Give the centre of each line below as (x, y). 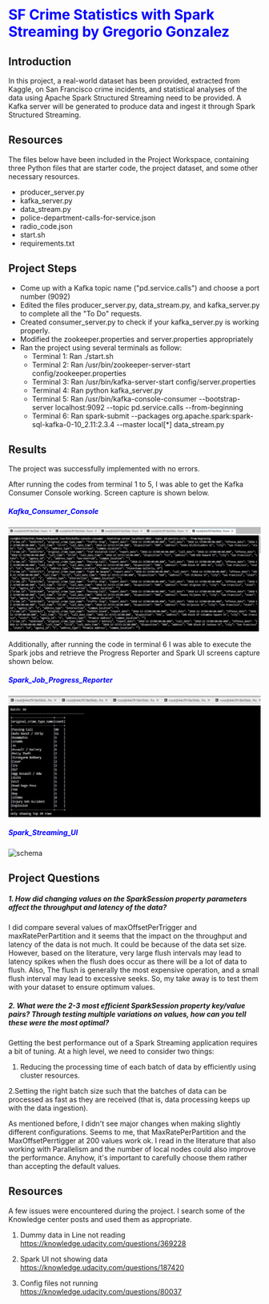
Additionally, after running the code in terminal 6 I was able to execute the (130, 645)
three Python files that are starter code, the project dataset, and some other (133, 168)
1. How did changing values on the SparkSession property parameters (128, 899)
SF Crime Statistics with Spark (111, 15)
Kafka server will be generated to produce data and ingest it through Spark (132, 106)
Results (28, 450)
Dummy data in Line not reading (72, 1235)
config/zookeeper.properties (79, 373)
